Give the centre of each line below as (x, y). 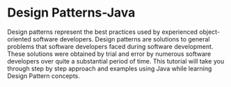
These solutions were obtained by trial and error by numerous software (109, 54)
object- (210, 32)
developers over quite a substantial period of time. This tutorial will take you (116, 61)
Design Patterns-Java (71, 13)
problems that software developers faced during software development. (110, 46)
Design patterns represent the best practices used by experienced (103, 32)
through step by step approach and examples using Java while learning (110, 68)
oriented (19, 39)
